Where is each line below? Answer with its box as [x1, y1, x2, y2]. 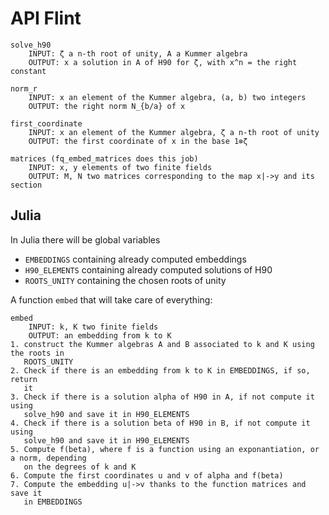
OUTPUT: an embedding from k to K [28, 330, 172, 341]
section [10, 180, 43, 190]
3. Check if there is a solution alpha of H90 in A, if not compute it [10, 392, 315, 402]
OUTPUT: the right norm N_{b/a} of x [28, 101, 186, 111]
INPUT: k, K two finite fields [28, 322, 159, 332]
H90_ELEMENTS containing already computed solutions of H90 [24, 263, 273, 276]
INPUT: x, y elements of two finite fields [28, 162, 213, 172]
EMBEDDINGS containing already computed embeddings [24, 253, 247, 265]
